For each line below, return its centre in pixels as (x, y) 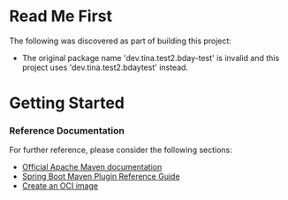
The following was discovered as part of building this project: (121, 41)
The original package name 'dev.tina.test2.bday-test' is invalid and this (151, 58)
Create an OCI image (60, 186)
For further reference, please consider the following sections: (121, 150)
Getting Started (67, 103)
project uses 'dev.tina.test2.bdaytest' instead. (105, 67)
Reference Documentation (67, 131)
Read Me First (61, 16)
